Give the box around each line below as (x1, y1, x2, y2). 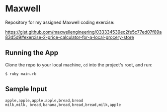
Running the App (5, 49, 59, 57)
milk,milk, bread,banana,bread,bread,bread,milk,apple (5, 102, 121, 107)
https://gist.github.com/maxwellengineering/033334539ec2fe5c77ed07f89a (5, 29, 162, 35)
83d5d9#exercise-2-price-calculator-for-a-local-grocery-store (5, 34, 134, 40)
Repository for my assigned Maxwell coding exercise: (5, 19, 115, 25)
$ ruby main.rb (5, 71, 37, 76)
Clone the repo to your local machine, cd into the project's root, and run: (5, 61, 153, 67)
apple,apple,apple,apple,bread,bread (5, 98, 83, 103)
